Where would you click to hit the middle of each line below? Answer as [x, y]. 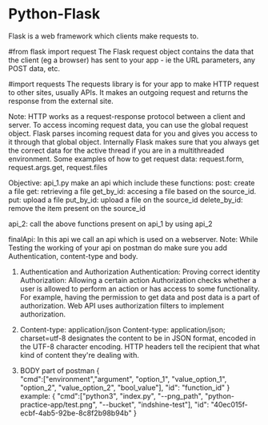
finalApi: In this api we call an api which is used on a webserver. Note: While [133, 239]
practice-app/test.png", [58, 404]
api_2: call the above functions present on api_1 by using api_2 [111, 224]
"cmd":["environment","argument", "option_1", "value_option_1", [123, 379]
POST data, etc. [34, 68]
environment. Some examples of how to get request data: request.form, [126, 159]
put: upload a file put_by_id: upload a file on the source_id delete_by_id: [126, 200]
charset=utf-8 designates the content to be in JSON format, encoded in [138, 338]
